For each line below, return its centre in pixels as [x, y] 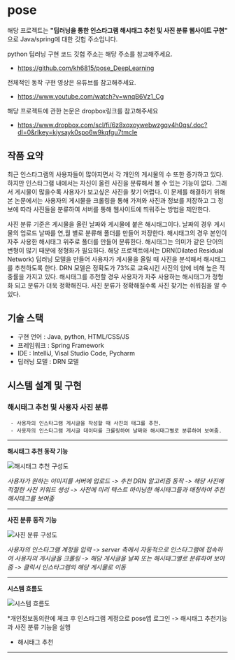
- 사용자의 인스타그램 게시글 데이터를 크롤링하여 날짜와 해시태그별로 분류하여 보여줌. [116, 431]
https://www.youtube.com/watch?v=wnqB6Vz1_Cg [91, 96]
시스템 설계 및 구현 [44, 385]
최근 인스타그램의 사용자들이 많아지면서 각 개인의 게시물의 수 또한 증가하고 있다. [115, 174]
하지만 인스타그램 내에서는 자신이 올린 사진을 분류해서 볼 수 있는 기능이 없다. [111, 183]
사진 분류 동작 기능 [32, 520]
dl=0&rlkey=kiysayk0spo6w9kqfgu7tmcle [77, 132]
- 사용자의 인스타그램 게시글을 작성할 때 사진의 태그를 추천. [86, 423]
